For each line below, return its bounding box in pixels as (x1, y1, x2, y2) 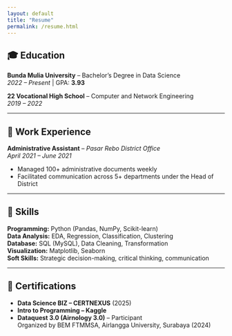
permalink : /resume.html (7, 23, 79, 30)
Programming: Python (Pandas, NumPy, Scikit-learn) (7, 224, 159, 232)
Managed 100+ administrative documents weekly (17, 165, 157, 173)
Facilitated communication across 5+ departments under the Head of (17, 172, 214, 180)
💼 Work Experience (7, 126, 91, 138)
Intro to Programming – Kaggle (17, 306, 107, 315)
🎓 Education (7, 49, 66, 61)
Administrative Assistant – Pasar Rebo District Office (7, 144, 161, 152)
